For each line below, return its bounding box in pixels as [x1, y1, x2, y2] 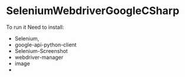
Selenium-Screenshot [14, 47, 68, 54]
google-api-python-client [14, 41, 77, 48]
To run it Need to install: [6, 24, 64, 31]
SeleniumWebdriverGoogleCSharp [6, 4, 180, 18]
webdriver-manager [14, 53, 64, 61]
